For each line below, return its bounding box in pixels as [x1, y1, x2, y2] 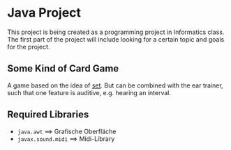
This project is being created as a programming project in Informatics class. [7, 28, 225, 36]
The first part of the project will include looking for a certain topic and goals [7, 35, 225, 43]
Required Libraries [7, 109, 89, 121]
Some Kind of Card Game [7, 62, 119, 74]
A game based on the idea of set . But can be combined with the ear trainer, [7, 81, 223, 90]
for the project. [7, 42, 50, 51]
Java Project [7, 5, 82, 21]
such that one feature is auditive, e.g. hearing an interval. [7, 88, 172, 97]
